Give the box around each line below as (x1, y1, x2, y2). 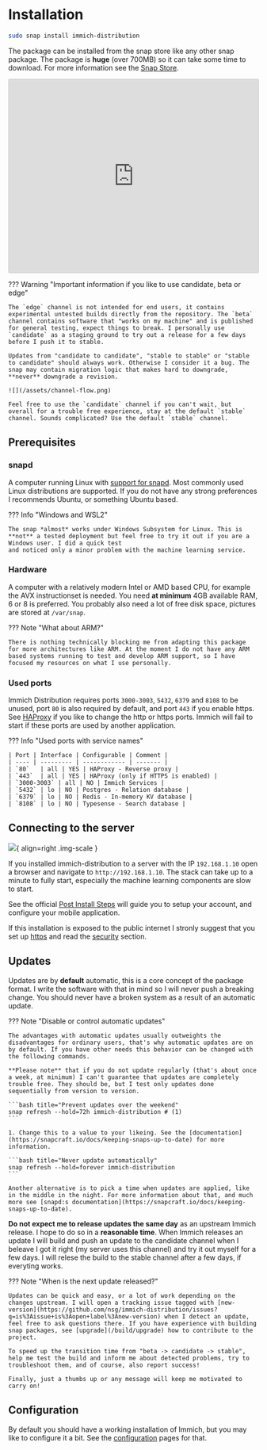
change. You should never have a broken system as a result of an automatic (8, 993, 256, 1002)
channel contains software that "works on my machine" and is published (8, 317, 254, 325)
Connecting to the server (8, 821, 135, 835)
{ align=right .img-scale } (16, 843, 98, 853)
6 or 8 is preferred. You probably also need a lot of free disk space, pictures (8, 599, 256, 608)
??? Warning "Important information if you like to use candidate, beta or (8, 279, 242, 289)
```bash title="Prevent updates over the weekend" (8, 1100, 179, 1109)
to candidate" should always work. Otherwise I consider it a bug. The (8, 358, 250, 366)
